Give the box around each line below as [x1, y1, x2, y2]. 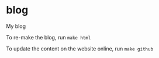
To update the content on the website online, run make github [6, 45, 154, 52]
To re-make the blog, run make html [6, 34, 91, 41]
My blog [6, 23, 26, 30]
